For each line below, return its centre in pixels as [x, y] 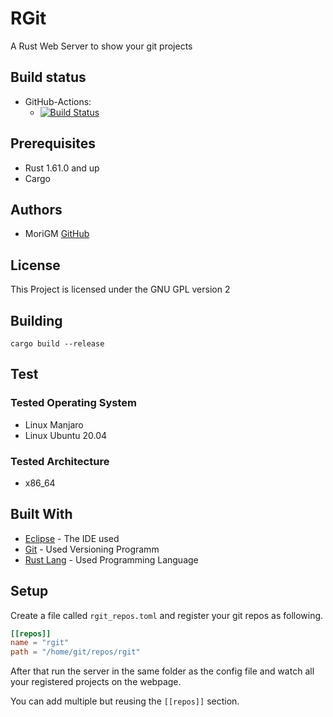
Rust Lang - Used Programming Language [111, 559]
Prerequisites [53, 143]
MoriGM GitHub [57, 234]
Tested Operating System [73, 403]
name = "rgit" [40, 643]
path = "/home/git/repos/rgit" [75, 652]
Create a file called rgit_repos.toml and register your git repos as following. [167, 615]
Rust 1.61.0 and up [62, 168]
